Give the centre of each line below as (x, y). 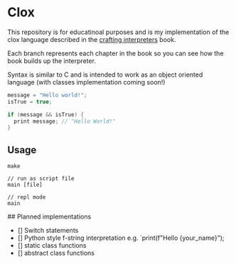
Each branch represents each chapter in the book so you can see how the (116, 53)
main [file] (25, 185)
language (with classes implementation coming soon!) (86, 82)
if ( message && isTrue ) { (45, 114)
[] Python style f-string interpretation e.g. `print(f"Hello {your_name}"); (121, 238)
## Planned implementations (49, 216)
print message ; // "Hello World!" (65, 121)
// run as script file (41, 179)
